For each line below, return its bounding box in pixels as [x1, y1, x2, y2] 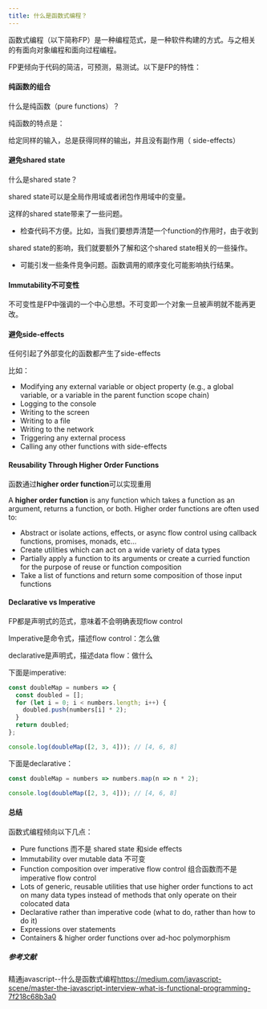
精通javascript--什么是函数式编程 [8, 974, 118, 983]
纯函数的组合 [8, 82, 51, 92]
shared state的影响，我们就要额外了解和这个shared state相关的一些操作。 [8, 243, 253, 253]
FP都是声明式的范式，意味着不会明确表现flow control [8, 616, 183, 625]
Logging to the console [19, 399, 97, 408]
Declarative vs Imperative [8, 597, 96, 607]
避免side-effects [8, 329, 65, 338]
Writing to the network [19, 425, 95, 434]
